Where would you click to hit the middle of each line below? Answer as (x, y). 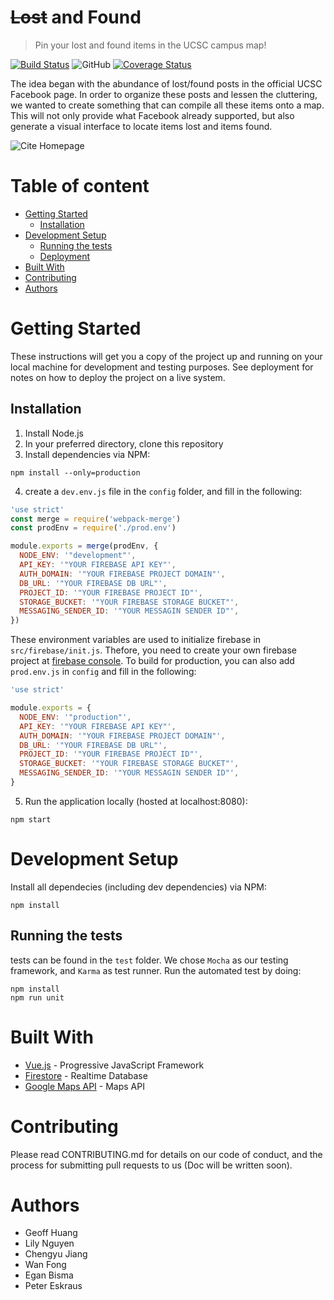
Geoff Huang (51, 1233)
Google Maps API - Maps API (84, 1086)
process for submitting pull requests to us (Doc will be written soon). (151, 1165)
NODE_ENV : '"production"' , (75, 717)
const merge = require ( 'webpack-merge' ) (96, 519)
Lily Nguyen (49, 1243)
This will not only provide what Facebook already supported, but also (152, 115)
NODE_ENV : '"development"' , (78, 556)
